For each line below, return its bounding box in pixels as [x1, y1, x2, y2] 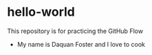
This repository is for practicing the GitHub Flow [7, 27, 143, 35]
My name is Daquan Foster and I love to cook [17, 40, 146, 48]
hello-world [7, 4, 76, 20]
